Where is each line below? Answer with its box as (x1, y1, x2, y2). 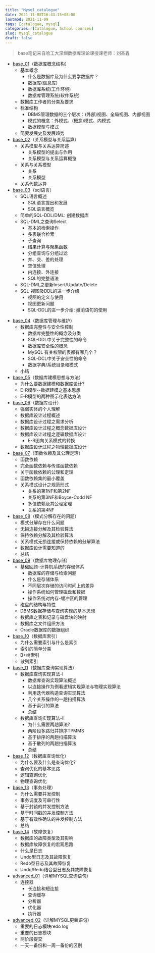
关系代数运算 (20, 180, 47, 187)
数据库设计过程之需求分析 (20, 418, 74, 425)
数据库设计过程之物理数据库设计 (20, 444, 87, 450)
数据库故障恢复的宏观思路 (20, 841, 74, 847)
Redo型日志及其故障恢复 (20, 860, 71, 866)
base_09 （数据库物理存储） (12, 557, 71, 563)
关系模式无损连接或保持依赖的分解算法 (20, 538, 100, 544)
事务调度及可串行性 (20, 797, 61, 803)
